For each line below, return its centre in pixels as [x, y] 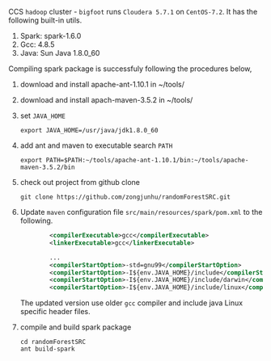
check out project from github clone [80, 182]
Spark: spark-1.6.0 [51, 36]
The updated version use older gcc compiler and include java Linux [131, 303]
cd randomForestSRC [53, 342]
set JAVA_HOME [43, 115]
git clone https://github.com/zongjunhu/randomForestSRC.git [125, 197]
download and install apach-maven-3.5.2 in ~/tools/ [106, 100]
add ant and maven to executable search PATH [96, 145]
